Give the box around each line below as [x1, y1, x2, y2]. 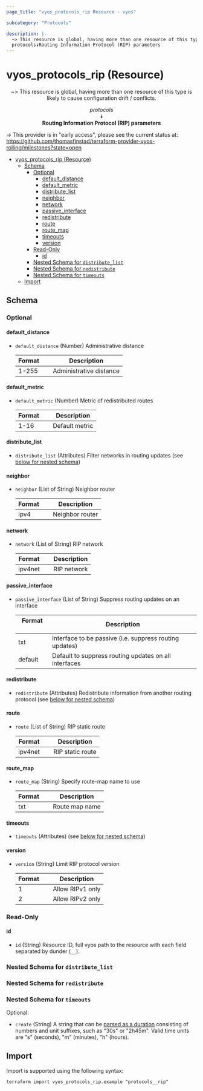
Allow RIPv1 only [53, 885, 101, 893]
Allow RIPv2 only [53, 894, 101, 903]
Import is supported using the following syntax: [6, 1067, 124, 1074]
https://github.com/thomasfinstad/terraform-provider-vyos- [6, 137, 155, 145]
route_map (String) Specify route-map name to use [14, 778, 141, 785]
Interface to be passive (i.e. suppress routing [52, 634, 179, 642]
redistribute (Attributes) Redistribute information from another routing [14, 689, 192, 696]
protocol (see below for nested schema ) [14, 695, 115, 703]
